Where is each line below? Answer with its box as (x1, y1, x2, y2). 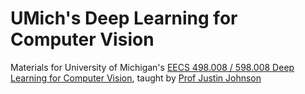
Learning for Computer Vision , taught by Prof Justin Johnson (10, 72, 262, 84)
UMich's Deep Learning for (10, 7, 238, 30)
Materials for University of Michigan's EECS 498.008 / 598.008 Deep (10, 61, 295, 73)
